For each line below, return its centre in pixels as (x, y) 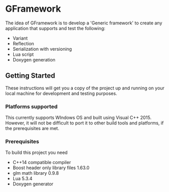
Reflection (23, 43)
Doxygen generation (34, 59)
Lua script (23, 54)
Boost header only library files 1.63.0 (51, 168)
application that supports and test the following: (55, 28)
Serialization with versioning (42, 49)
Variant (20, 38)
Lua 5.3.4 (22, 179)
